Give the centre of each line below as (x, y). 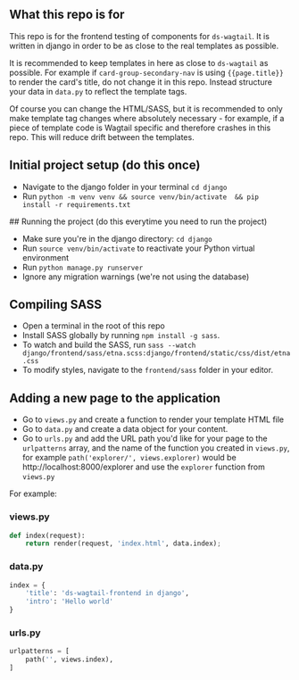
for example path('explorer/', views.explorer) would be (129, 458)
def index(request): (48, 535)
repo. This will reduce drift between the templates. (102, 137)
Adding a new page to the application (115, 398)
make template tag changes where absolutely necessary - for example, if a (147, 118)
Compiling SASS (56, 305)
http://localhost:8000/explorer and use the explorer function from (144, 467)
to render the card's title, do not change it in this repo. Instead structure (141, 82)
